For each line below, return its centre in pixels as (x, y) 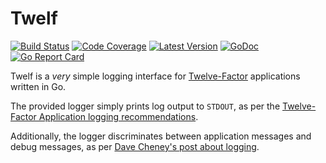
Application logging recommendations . (118, 116)
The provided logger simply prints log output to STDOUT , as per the (145, 106)
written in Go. (38, 86)
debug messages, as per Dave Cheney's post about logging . (135, 146)
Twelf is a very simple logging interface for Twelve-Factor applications (155, 76)
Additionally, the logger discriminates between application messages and (161, 136)
